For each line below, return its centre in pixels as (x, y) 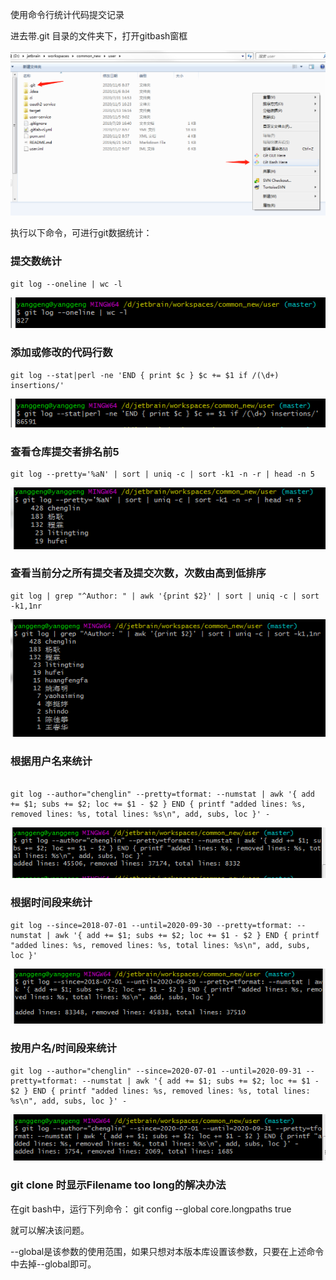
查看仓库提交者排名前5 (65, 451)
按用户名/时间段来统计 (63, 1048)
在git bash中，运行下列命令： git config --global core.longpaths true (151, 1209)
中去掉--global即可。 (53, 1264)
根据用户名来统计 (51, 761)
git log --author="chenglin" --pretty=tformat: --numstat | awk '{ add (162, 794)
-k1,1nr (26, 606)
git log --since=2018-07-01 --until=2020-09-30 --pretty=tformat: (151, 925)
